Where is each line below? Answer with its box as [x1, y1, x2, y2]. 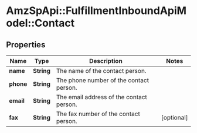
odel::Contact [6, 16, 75, 30]
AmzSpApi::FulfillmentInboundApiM [6, 4, 186, 17]
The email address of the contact [56, 93, 148, 101]
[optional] [161, 114, 188, 121]
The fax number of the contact [56, 110, 141, 118]
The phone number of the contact [56, 76, 150, 84]
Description [89, 57, 123, 65]
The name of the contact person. [56, 67, 147, 75]
